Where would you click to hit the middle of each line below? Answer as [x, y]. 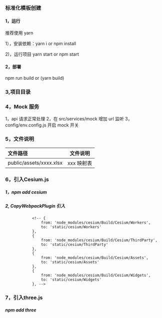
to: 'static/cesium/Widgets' [71, 280]
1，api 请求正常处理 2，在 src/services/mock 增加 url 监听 [64, 118]
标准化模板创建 [23, 8]
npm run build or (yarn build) [35, 78]
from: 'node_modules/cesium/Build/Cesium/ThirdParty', [99, 240]
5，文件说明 [19, 139]
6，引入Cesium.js [27, 179]
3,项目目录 [18, 92]
